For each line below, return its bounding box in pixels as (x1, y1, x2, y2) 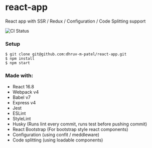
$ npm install (5, 56, 35, 61)
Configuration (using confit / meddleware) (12, 131, 99, 137)
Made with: (5, 72, 34, 79)
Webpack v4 (12, 89, 39, 95)
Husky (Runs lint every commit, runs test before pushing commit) (12, 121, 147, 127)
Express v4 (12, 99, 36, 105)
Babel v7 (12, 94, 31, 100)
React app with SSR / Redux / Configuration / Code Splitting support (5, 18, 146, 24)
